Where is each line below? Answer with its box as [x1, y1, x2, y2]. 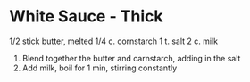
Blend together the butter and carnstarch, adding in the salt [21, 53, 241, 63]
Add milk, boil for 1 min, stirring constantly [21, 62, 178, 73]
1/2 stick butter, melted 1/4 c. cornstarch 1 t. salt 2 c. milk [9, 36, 219, 46]
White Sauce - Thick [9, 6, 163, 27]
